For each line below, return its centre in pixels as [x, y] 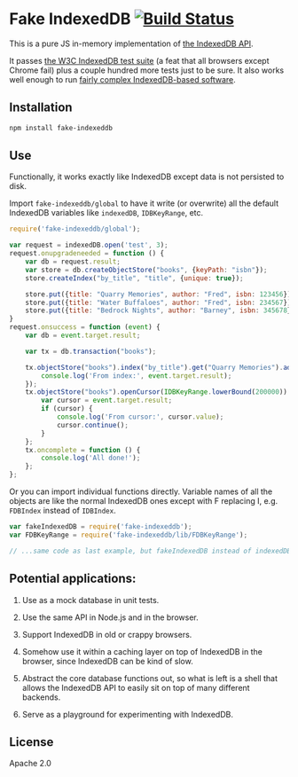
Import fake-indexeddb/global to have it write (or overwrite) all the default [144, 203]
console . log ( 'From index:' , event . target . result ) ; [137, 376]
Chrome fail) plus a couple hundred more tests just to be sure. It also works [147, 70]
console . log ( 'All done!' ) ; [91, 458]
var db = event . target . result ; [83, 336]
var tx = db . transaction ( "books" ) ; [91, 351]
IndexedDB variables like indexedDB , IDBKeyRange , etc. [106, 213]
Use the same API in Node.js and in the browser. [110, 617]
